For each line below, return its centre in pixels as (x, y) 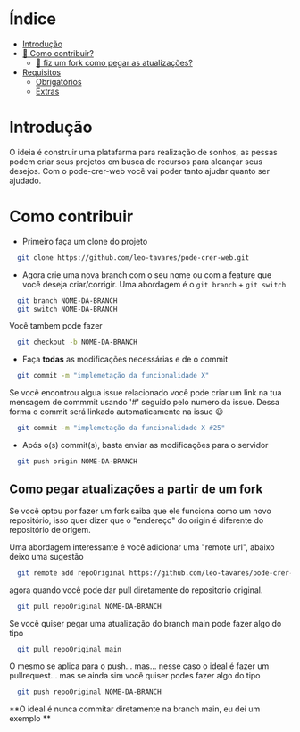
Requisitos (42, 72)
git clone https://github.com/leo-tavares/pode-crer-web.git (133, 258)
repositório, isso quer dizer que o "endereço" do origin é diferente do (137, 520)
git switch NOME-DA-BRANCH (67, 309)
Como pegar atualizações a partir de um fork (136, 490)
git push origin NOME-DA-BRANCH (78, 462)
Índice (33, 19)
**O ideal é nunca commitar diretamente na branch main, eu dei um (135, 709)
